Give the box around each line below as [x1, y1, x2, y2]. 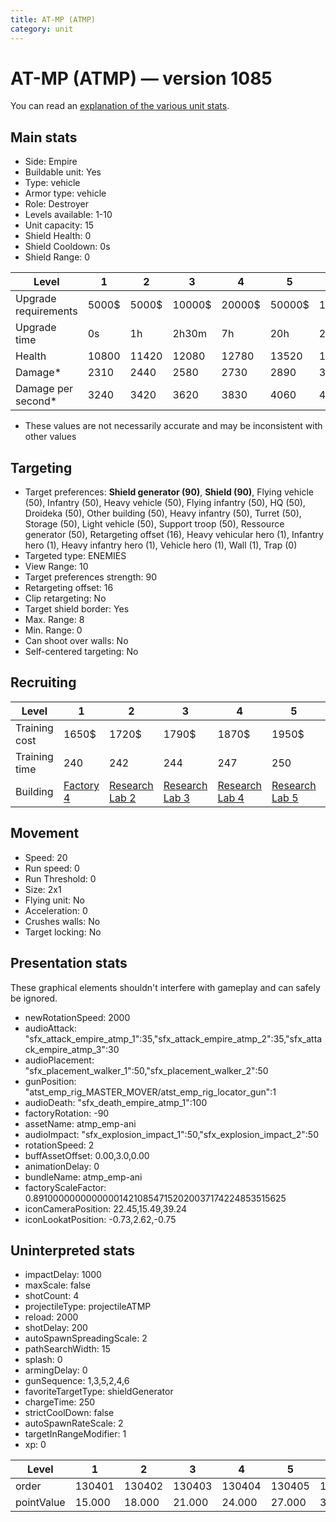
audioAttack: [24, 1022, 78, 1034]
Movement [10, 825, 80, 842]
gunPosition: [24, 1075, 77, 1087]
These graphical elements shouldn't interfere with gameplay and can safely [10, 981, 321, 993]
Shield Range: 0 [24, 251, 91, 263]
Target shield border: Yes [24, 603, 130, 615]
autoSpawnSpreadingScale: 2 [24, 1332, 148, 1345]
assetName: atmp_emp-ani [24, 1117, 137, 1130]
